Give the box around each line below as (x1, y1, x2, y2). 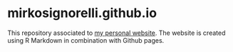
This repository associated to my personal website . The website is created (7, 28, 226, 37)
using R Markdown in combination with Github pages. (7, 36, 165, 44)
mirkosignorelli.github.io (7, 5, 157, 21)
